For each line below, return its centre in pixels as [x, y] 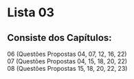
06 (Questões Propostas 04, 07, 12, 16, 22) [67, 54]
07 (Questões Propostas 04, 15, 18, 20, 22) [67, 61]
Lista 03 [31, 13]
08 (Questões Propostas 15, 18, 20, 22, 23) [67, 68]
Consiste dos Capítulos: [59, 38]
